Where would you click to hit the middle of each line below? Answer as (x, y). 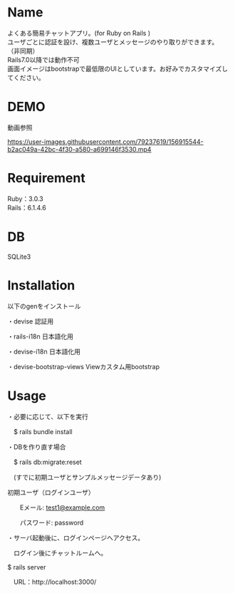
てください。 (26, 77)
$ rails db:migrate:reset (47, 462)
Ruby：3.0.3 (26, 198)
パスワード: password (52, 522)
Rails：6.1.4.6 (27, 207)
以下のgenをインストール (44, 306)
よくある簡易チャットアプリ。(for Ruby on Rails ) (79, 33)
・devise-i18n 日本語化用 (44, 351)
